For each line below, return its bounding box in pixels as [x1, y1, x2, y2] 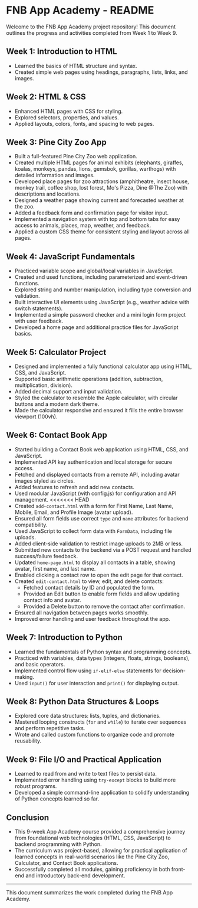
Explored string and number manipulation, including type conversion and [14, 286, 192, 293]
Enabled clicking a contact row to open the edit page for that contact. [14, 571, 184, 578]
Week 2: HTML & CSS [6, 92, 87, 102]
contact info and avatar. [23, 596, 81, 603]
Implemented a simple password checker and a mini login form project [14, 311, 186, 318]
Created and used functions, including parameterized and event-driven [14, 274, 187, 281]
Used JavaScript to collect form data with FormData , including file [14, 527, 172, 535]
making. [14, 673, 34, 680]
